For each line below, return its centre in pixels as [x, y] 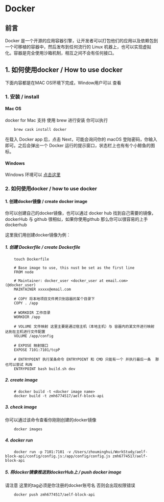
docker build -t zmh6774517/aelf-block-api [59, 396]
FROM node [24, 272]
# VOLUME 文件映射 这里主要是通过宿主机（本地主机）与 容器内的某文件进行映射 [84, 327]
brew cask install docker [40, 129]
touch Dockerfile [32, 259]
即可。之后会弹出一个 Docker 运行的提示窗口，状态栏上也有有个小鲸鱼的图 [80, 145]
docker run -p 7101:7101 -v [42, 452]
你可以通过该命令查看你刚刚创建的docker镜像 [51, 420]
